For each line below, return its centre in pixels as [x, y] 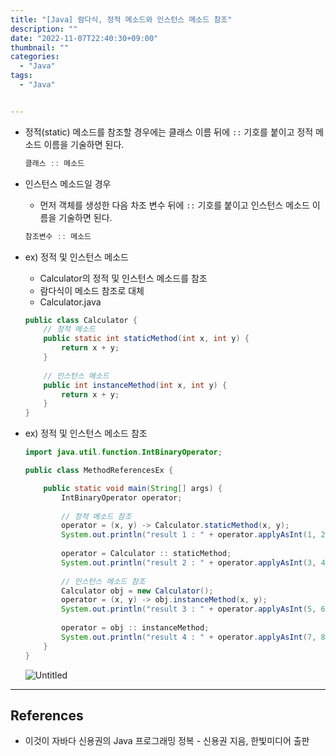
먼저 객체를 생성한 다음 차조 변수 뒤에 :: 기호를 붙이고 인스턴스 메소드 [174, 205]
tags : [21, 76]
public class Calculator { [81, 320]
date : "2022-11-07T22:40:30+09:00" [84, 38]
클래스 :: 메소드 [54, 163]
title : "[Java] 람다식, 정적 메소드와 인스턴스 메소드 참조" [121, 19]
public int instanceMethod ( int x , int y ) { [135, 385]
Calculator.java [70, 302]
